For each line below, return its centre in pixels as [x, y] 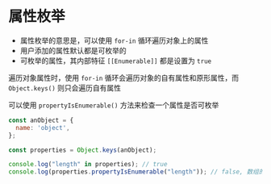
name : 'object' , [43, 128]
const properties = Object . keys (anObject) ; [83, 150]
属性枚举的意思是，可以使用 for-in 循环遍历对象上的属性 [114, 40]
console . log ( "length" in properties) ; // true [88, 165]
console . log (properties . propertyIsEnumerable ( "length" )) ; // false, [126, 172]
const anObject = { [41, 120]
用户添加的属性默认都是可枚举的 [73, 50]
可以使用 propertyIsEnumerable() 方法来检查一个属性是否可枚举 [114, 105]
